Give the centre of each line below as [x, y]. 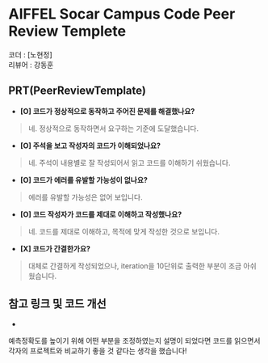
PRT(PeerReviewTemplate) [77, 91]
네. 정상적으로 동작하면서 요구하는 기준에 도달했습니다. [113, 128]
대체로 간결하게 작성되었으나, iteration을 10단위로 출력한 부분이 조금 [135, 266]
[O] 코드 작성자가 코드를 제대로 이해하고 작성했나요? [101, 214]
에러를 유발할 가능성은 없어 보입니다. [85, 197]
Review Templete [67, 31]
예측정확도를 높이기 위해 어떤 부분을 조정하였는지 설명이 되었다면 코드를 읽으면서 [134, 340]
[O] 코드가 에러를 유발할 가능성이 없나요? [84, 179]
